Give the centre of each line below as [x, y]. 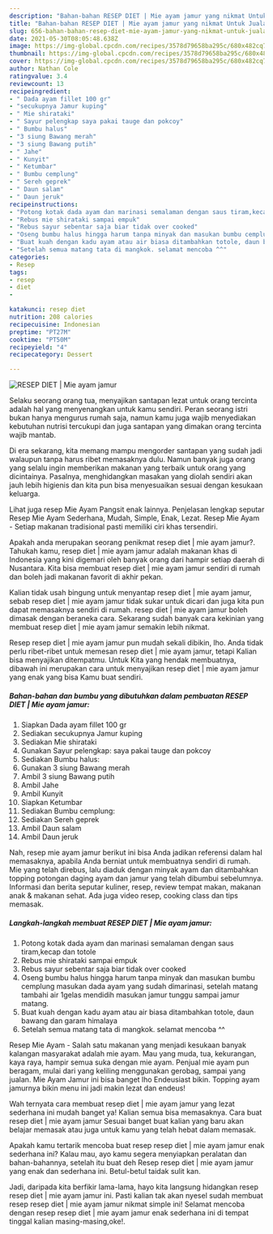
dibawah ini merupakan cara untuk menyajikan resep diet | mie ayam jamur [134, 669]
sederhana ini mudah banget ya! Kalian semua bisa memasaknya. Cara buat [136, 1112]
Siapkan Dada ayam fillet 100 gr [74, 725]
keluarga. [25, 494]
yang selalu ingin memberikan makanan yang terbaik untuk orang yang [128, 468]
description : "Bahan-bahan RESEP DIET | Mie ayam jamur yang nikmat [127, 16]
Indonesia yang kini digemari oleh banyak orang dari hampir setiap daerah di [137, 559]
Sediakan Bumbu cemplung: [68, 811]
